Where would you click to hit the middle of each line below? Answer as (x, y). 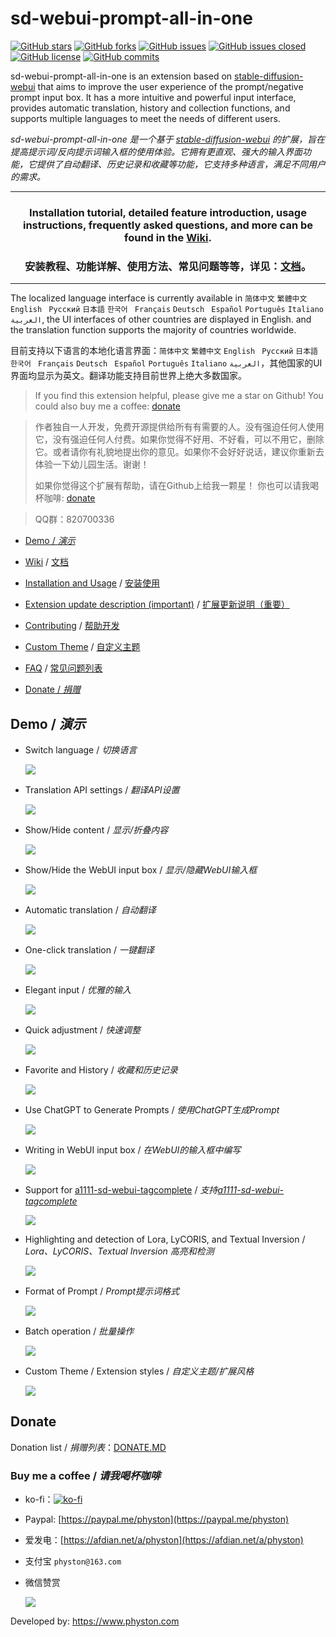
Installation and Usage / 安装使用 (92, 583)
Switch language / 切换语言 (81, 749)
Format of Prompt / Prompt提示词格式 (102, 1291)
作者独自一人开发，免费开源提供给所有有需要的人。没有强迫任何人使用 (179, 427)
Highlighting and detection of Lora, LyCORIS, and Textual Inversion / (165, 1239)
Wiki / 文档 (46, 562)
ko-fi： (39, 1499)
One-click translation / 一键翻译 (89, 949)
